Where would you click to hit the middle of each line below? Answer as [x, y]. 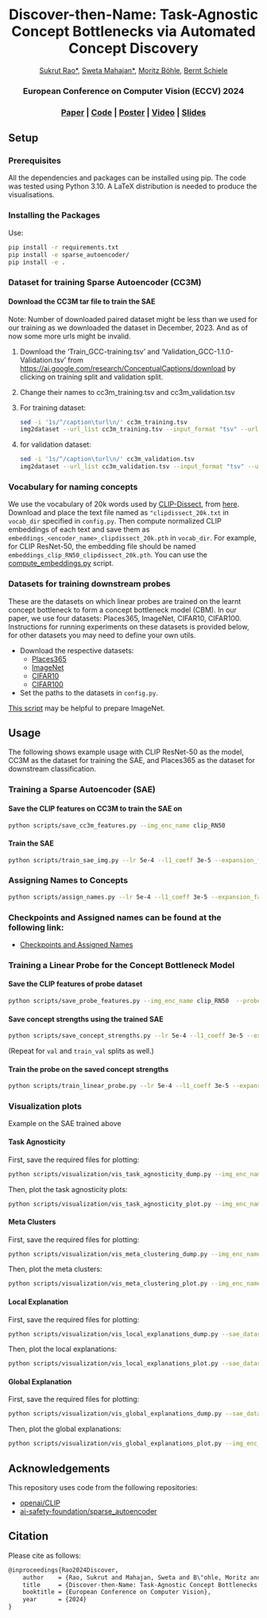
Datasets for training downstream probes [89, 584]
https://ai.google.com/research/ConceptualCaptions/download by [128, 368]
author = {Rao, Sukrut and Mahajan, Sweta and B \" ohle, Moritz [135, 1577]
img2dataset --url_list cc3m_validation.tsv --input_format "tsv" [132, 466]
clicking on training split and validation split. [91, 377]
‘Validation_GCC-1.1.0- [198, 351]
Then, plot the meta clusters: [55, 1269]
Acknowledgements [59, 1468]
